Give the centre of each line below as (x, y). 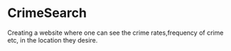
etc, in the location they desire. (53, 40)
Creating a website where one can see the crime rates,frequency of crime (116, 33)
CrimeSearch (47, 13)
